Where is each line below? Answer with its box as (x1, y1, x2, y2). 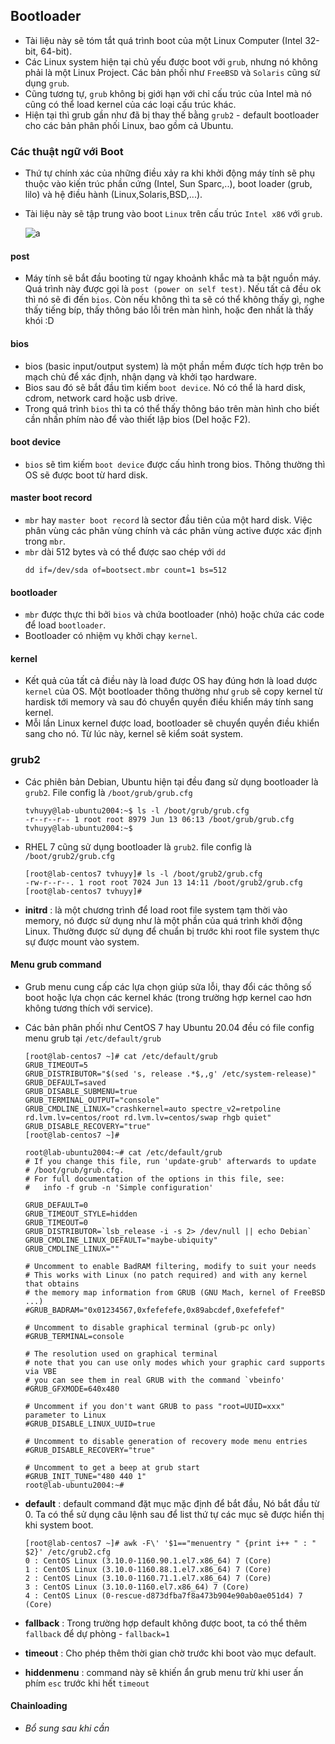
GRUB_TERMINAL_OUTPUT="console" (24, 1095, 160, 1105)
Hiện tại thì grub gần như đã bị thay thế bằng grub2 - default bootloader (24, 109, 320, 121)
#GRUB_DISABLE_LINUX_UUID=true (24, 1419, 156, 1429)
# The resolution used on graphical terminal (24, 1349, 218, 1359)
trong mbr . (24, 535, 67, 547)
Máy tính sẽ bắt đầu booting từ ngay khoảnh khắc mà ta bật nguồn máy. (24, 272, 322, 284)
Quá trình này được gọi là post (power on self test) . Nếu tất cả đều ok (24, 283, 322, 295)
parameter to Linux (24, 1410, 107, 1420)
